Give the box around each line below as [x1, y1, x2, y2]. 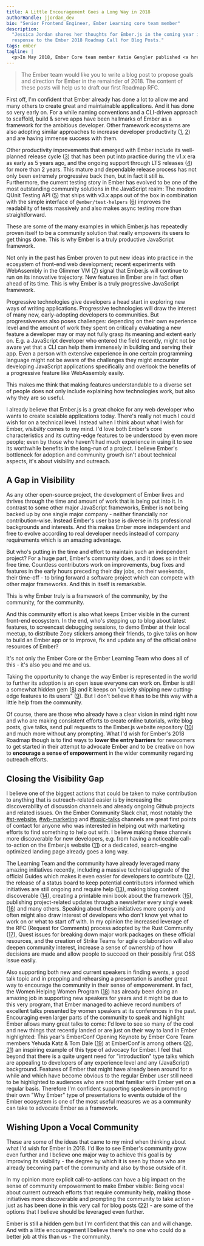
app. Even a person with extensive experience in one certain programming [6, 349, 193, 357]
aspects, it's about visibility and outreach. [6, 457, 110, 464]
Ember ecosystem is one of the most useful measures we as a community [6, 1098, 191, 1105]
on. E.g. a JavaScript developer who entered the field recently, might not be [6, 337, 195, 344]
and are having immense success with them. [6, 135, 118, 142]
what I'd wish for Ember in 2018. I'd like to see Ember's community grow [6, 1145, 187, 1152]
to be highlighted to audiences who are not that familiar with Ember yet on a [6, 1079, 196, 1086]
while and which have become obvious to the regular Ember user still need [6, 1072, 193, 1079]
